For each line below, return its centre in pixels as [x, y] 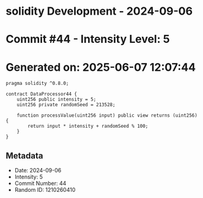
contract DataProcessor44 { [42, 94]
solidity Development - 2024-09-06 [99, 11]
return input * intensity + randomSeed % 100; [88, 127]
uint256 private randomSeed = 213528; [66, 105]
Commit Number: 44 [40, 183]
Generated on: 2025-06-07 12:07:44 [101, 67]
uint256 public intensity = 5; [57, 100]
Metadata [24, 156]
